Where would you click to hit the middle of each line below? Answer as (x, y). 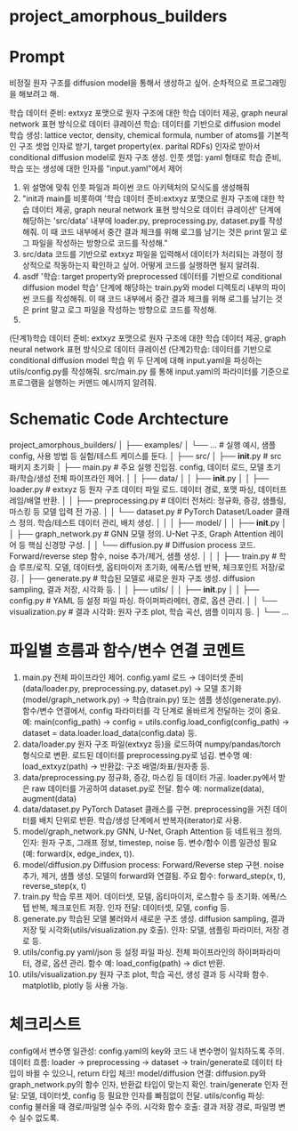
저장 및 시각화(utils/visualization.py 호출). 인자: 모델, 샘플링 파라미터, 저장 (151, 930)
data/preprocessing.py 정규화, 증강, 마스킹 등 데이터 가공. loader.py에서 (149, 777)
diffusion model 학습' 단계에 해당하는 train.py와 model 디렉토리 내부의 (145, 287)
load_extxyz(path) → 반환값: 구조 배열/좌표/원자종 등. (116, 766)
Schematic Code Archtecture (119, 419)
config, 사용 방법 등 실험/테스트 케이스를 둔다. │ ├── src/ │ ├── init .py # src (145, 456)
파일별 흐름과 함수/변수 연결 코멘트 (127, 651)
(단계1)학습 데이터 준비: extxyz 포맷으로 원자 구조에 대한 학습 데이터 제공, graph (148, 338)
